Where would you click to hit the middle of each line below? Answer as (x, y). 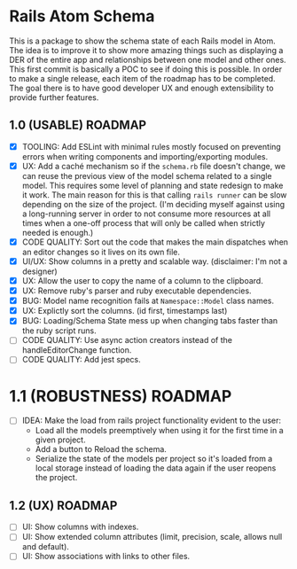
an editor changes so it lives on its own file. (101, 252)
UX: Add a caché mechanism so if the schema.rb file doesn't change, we (154, 166)
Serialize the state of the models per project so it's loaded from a (154, 459)
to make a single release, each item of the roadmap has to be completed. (143, 78)
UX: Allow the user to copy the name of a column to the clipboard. (142, 281)
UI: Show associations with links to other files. (106, 557)
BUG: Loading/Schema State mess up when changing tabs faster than (150, 321)
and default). (45, 547)
